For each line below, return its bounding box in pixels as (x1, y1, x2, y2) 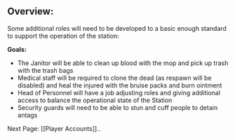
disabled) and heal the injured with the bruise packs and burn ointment (17, 80, 222, 90)
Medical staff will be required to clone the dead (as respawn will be (17, 73, 212, 82)
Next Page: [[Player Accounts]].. (7, 124, 101, 132)
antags (17, 111, 38, 119)
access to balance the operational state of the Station (17, 96, 173, 104)
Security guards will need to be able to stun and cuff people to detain (17, 103, 218, 111)
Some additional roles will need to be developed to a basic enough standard (7, 24, 227, 32)
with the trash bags (17, 66, 74, 74)
